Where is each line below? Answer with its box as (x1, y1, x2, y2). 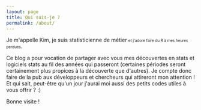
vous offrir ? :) (6, 87, 41, 94)
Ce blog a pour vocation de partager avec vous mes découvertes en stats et (6, 55, 195, 62)
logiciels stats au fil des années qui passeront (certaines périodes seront (6, 61, 186, 68)
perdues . (6, 43, 23, 50)
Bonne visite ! (6, 98, 40, 105)
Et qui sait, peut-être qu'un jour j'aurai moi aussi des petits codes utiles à (6, 80, 187, 87)
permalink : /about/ (6, 20, 55, 26)
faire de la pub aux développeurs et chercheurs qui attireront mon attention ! (6, 73, 195, 81)
